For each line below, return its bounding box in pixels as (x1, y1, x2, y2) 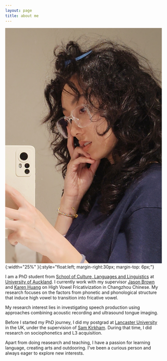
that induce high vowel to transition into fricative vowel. (5, 295, 118, 301)
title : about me (5, 13, 39, 18)
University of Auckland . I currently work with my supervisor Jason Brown (5, 279, 155, 285)
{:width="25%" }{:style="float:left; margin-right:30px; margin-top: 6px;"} (5, 264, 155, 270)
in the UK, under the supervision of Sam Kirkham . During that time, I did (5, 325, 152, 331)
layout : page (5, 8, 32, 13)
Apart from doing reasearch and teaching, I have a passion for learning (5, 340, 151, 346)
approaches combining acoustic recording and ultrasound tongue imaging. (5, 310, 159, 316)
